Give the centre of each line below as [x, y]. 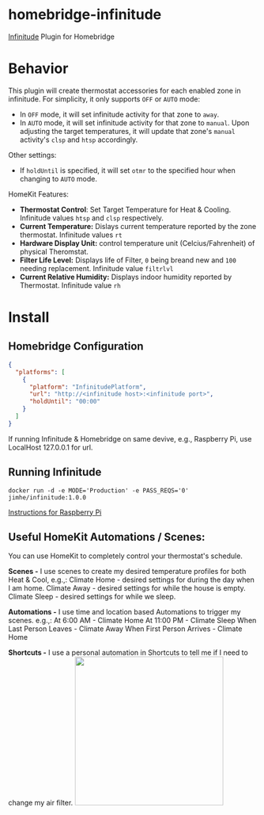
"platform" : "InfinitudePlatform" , [88, 387]
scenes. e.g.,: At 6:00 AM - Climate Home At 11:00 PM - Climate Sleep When [132, 621]
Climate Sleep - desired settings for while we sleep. [92, 597]
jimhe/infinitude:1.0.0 [47, 497]
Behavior [38, 69]
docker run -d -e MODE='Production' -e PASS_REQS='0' [99, 490]
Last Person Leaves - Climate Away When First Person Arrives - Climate [125, 629]
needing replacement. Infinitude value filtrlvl [96, 268]
